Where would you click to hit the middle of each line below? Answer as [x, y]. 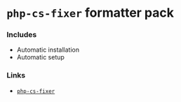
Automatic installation [48, 50]
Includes [22, 35]
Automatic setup [40, 57]
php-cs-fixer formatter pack [90, 13]
